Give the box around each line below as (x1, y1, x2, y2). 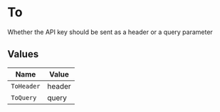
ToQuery (11, 94, 37, 101)
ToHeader (11, 82, 41, 90)
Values (7, 48, 39, 60)
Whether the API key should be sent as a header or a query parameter (7, 28, 214, 36)
